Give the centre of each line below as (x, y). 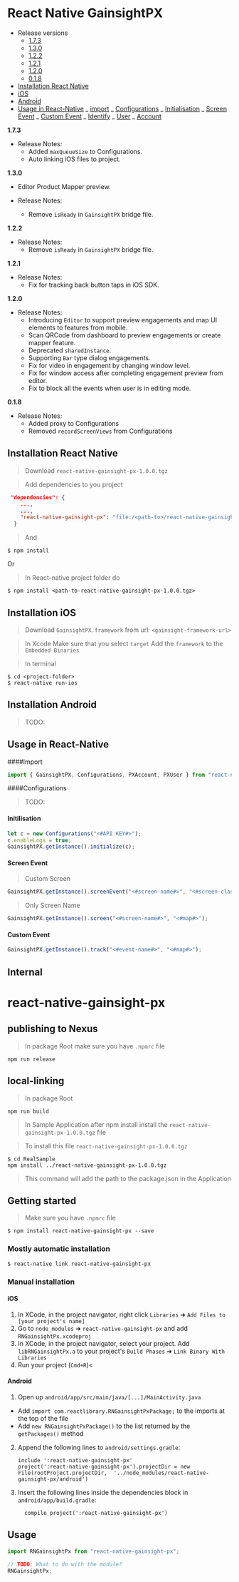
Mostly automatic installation (59, 1249)
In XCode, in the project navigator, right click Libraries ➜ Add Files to (122, 1315)
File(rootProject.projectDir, (63, 1473)
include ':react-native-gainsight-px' (75, 1460)
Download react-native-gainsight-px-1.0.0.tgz (96, 470)
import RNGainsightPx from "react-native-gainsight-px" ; (94, 1551)
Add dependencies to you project (74, 484)
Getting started (42, 1201)
